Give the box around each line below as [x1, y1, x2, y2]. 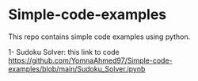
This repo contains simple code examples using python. [8, 32, 191, 41]
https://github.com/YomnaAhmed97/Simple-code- [8, 56, 173, 65]
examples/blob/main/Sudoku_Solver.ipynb [8, 64, 146, 73]
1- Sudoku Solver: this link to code [8, 47, 120, 56]
